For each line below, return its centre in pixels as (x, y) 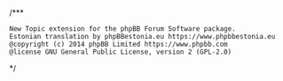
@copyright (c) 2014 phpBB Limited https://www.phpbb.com (118, 44)
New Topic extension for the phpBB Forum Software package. (123, 29)
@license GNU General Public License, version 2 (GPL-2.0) (121, 52)
